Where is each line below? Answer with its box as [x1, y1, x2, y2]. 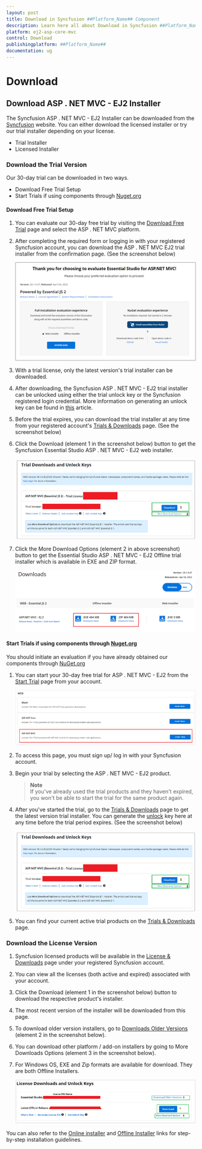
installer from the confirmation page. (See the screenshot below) [14, 250, 176, 257]
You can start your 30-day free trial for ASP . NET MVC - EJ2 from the [14, 671, 189, 678]
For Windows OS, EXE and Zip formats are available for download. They [14, 1061, 193, 1068]
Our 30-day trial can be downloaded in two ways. [6, 174, 129, 181]
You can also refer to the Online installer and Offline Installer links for [6, 1130, 177, 1137]
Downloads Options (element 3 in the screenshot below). [14, 1050, 156, 1057]
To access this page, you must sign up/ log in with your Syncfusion [14, 751, 182, 759]
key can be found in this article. [14, 404, 93, 411]
